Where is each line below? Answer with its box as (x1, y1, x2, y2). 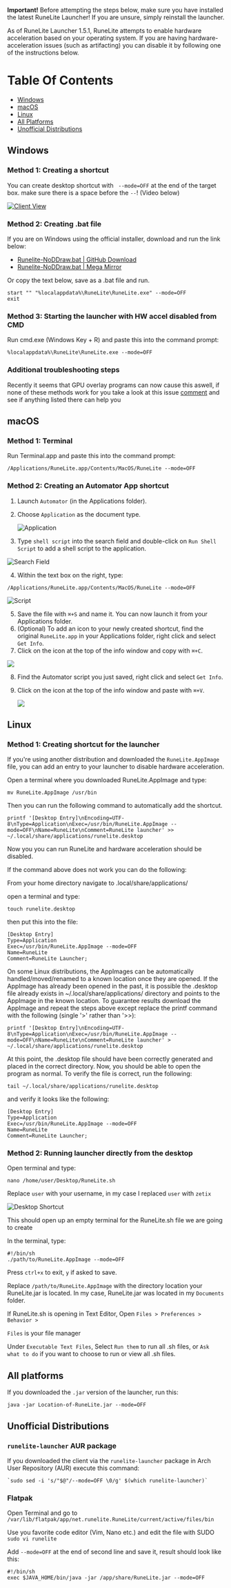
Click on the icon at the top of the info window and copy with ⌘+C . (17, 646, 203, 655)
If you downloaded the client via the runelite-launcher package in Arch (7, 1456, 212, 1465)
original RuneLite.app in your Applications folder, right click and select (17, 631, 216, 640)
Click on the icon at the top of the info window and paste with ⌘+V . (17, 686, 205, 694)
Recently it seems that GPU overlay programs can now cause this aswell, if (7, 381, 220, 389)
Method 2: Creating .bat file (7, 219, 102, 228)
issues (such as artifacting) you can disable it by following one (43, 41, 221, 49)
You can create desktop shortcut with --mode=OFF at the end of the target (7, 181, 217, 189)
